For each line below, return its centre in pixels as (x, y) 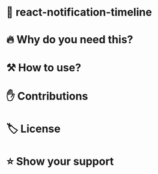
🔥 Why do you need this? (70, 40)
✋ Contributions (47, 96)
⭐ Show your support (60, 162)
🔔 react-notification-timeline (79, 12)
